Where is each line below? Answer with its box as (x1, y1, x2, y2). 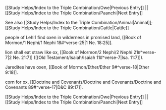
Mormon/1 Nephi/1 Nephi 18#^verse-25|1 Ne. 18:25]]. (5, 40, 113, 46)
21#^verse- (133, 50, 157, 55)
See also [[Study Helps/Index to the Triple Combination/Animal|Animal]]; (5, 20, 153, 25)
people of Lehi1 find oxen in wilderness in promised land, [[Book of (5, 35, 142, 40)
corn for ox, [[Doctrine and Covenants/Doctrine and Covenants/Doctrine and (5, 79, 162, 85)
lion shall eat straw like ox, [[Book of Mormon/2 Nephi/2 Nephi (5, 50, 133, 55)
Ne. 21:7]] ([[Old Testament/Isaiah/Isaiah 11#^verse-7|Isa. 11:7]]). (13, 55, 144, 60)
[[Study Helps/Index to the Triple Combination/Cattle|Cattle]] (5, 25, 129, 31)
